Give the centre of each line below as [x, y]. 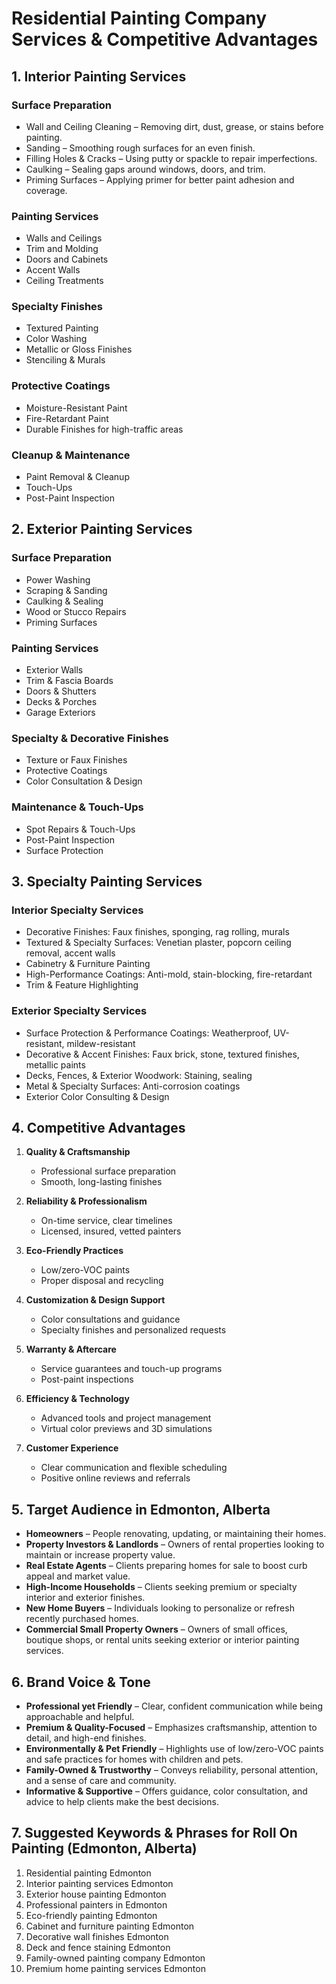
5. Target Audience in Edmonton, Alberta [141, 1509]
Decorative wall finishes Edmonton [97, 1936]
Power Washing [58, 579]
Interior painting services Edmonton [99, 1883]
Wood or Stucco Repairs [76, 611]
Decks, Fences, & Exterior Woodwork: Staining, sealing [139, 1075]
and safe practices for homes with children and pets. [134, 1759]
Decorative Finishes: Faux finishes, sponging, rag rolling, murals [157, 932]
